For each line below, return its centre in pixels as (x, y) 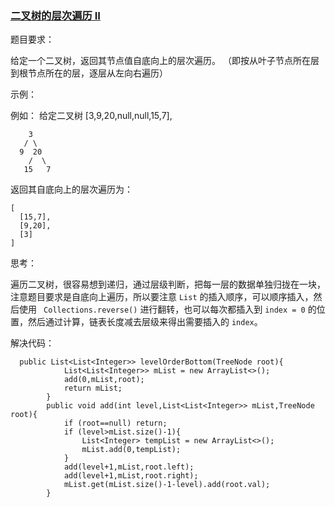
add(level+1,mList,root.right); (131, 476)
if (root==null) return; (115, 423)
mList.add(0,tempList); (131, 450)
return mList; (93, 388)
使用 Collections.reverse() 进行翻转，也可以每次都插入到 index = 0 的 (167, 309)
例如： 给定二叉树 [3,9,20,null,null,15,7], (91, 116)
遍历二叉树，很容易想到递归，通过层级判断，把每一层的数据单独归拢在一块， (168, 284)
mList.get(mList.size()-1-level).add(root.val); (167, 485)
